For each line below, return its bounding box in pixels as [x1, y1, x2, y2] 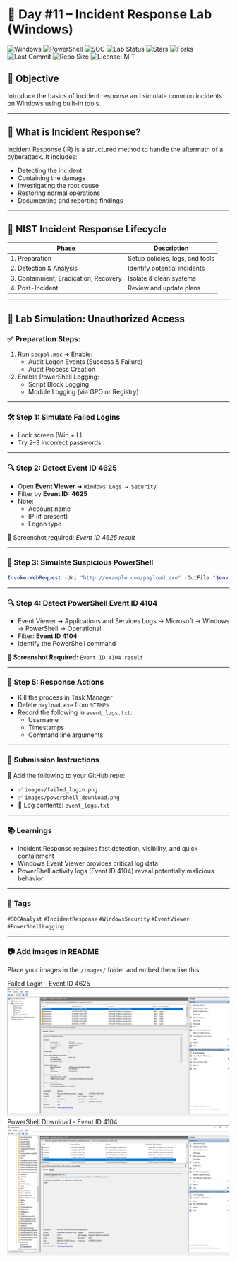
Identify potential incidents [128, 264, 205, 273]
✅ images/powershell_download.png [17, 793, 120, 801]
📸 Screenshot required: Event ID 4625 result [7, 533, 135, 541]
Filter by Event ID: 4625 [17, 489, 88, 497]
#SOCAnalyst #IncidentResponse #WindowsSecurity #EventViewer [7, 916, 190, 923]
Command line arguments [28, 731, 104, 739]
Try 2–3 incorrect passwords [17, 438, 102, 447]
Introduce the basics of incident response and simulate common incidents [7, 91, 223, 100]
